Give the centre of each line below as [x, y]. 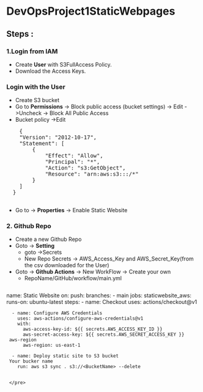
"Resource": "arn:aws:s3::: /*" [92, 174]
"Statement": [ [42, 144]
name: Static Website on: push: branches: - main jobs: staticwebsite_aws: [99, 295]
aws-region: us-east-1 [51, 346]
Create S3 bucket [37, 100]
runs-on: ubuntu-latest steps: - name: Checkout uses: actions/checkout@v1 [102, 302]
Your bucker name [31, 361]
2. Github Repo [29, 226]
